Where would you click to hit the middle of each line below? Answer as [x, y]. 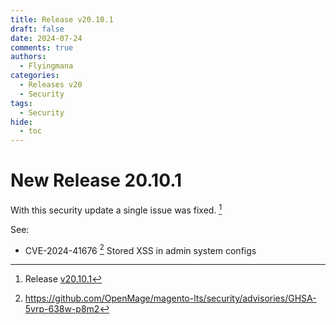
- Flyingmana [46, 66]
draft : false [37, 29]
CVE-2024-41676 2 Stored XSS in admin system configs [140, 249]
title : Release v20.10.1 [62, 19]
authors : [28, 57]
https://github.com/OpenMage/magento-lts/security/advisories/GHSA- [170, 298]
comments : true [42, 47]
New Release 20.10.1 [96, 180]
